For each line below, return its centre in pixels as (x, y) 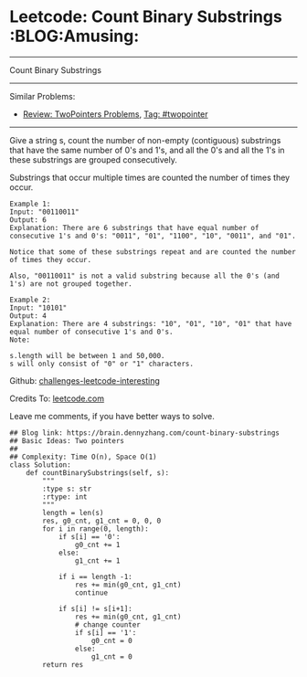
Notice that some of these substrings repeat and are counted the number (153, 252)
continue (91, 592)
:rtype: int (65, 497)
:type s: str (67, 489)
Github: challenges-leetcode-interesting (85, 380)
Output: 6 (28, 220)
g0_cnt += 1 (97, 545)
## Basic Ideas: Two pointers (67, 440)
